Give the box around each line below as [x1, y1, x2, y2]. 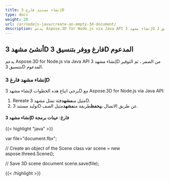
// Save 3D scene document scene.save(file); [5, 160, 100, 167]
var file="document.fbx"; [5, 135, 57, 142]
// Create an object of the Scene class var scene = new [5, 145, 120, 152]
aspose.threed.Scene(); [5, 151, 55, 157]
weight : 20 [5, 17, 28, 22]
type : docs [5, 12, 28, 17]
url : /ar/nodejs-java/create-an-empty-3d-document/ [5, 21, 116, 27]
